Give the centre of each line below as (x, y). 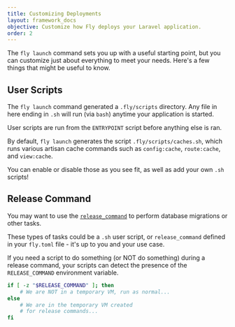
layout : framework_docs (42, 20)
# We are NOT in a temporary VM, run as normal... (95, 292)
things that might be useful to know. (59, 68)
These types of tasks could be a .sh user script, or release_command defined (116, 237)
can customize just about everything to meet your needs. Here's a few (108, 61)
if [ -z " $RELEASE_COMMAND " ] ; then (60, 285)
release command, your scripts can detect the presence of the (97, 265)
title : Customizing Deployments (54, 14)
